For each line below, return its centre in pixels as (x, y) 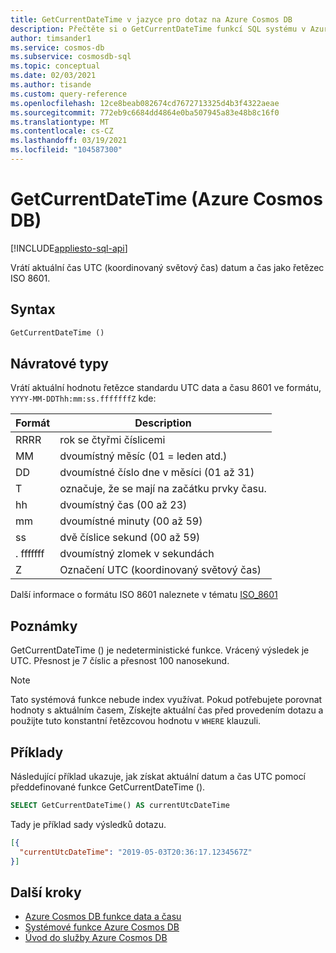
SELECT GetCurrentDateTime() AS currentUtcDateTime (120, 805)
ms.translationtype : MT (60, 122)
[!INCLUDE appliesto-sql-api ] (69, 248)
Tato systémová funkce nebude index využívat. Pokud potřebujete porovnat (166, 700)
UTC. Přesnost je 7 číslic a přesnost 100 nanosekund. (120, 661)
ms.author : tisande (51, 85)
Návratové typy (59, 363)
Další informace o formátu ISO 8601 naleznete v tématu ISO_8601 (144, 595)
